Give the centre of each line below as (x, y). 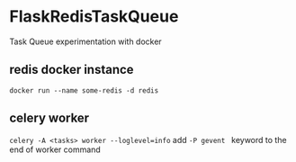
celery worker (49, 118)
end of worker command (55, 149)
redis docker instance (72, 70)
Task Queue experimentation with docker (85, 41)
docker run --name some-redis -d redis (84, 90)
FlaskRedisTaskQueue (94, 17)
